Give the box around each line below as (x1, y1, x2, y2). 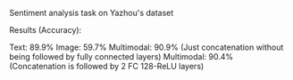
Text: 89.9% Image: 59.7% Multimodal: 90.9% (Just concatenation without (9, 42, 284, 52)
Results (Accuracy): (9, 25, 82, 35)
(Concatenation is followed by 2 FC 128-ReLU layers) (9, 61, 205, 71)
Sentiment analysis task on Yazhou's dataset (9, 8, 174, 18)
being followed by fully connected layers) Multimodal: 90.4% (9, 52, 234, 61)
